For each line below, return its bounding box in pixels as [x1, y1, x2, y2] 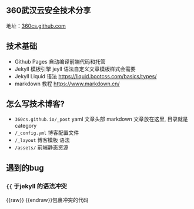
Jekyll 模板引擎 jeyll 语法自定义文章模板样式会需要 [14, 65, 136, 72]
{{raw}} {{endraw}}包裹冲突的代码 [6, 197, 89, 204]
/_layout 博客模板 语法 [14, 137, 70, 144]
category [14, 122, 37, 130]
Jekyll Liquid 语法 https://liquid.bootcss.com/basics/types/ [14, 72, 157, 79]
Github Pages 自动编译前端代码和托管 [14, 58, 106, 65]
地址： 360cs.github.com [6, 22, 66, 29]
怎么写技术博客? [6, 99, 65, 109]
